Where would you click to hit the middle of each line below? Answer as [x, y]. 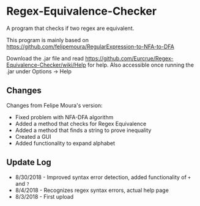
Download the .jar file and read [45, 58]
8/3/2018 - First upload [44, 196]
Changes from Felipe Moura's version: [54, 105]
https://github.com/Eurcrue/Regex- [129, 58]
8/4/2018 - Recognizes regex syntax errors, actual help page [92, 190]
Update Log [29, 162]
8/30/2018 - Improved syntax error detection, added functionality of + [103, 177]
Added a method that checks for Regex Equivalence [81, 123]
